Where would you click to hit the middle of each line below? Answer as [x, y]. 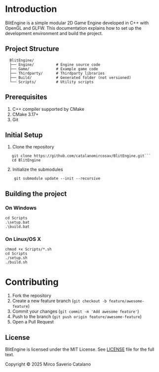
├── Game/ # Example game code [54, 69]
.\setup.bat [17, 223]
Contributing [32, 282]
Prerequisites [26, 97]
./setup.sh [16, 258]
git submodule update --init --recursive [57, 179]
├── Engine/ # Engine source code [55, 65]
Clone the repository [33, 147]
